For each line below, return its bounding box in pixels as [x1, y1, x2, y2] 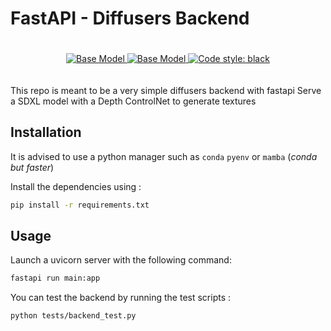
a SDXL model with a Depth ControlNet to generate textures [10, 95, 257, 107]
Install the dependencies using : [10, 180, 142, 192]
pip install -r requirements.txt [10, 200, 150, 210]
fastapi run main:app [10, 273, 101, 284]
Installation [10, 124, 82, 141]
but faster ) [10, 161, 55, 173]
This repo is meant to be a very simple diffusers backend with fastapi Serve [10, 84, 322, 96]
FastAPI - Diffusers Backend [10, 7, 250, 30]
